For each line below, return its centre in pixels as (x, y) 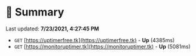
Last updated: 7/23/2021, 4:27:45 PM (52, 29)
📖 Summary (35, 12)
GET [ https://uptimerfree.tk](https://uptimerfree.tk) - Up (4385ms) (94, 40)
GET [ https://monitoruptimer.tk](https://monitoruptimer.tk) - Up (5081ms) (102, 46)
